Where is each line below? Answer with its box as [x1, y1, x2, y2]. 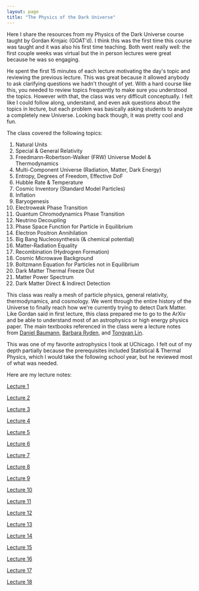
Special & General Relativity [15, 147, 83, 154]
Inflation [15, 191, 36, 198]
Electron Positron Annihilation [15, 229, 88, 236]
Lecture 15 [7, 543, 33, 551]
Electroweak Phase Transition [15, 204, 88, 211]
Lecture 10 [7, 486, 33, 493]
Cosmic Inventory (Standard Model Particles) [15, 185, 126, 192]
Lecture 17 [7, 567, 32, 574]
